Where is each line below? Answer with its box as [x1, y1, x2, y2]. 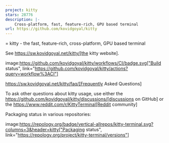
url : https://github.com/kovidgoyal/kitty [5, 26, 97, 32]
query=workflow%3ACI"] [5, 71, 59, 77]
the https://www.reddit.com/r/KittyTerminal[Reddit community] [5, 101, 138, 107]
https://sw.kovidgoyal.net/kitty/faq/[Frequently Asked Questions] [5, 81, 142, 87]
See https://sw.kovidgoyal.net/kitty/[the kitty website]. [5, 50, 119, 56]
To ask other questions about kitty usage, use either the [5, 91, 123, 97]
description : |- [5, 17, 40, 22]
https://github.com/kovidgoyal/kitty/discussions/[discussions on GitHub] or [5, 96, 164, 102]
